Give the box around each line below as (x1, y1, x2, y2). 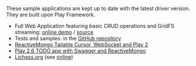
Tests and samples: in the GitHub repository (14, 35, 122, 41)
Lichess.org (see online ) (14, 54, 74, 60)
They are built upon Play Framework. (6, 11, 95, 18)
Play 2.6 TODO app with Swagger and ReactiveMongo (14, 47, 146, 54)
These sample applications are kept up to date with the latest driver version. (6, 5, 190, 12)
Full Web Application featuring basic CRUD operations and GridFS (14, 23, 175, 29)
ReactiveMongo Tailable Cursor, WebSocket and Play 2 (14, 41, 148, 48)
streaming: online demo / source (14, 29, 94, 36)
